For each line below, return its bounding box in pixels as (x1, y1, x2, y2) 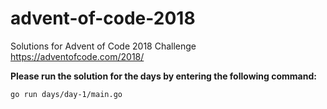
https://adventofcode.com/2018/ (10, 50, 145, 62)
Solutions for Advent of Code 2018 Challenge (10, 40, 197, 52)
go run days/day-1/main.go (10, 89, 123, 99)
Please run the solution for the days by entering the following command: (10, 70, 317, 82)
